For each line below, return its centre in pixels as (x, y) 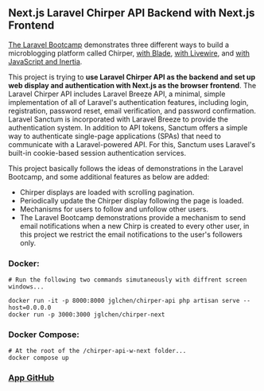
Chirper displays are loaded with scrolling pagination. (107, 192)
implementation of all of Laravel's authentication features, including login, (128, 102)
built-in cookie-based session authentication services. (97, 153)
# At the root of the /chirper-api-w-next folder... (97, 351)
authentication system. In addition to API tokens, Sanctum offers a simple (128, 127)
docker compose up (39, 358)
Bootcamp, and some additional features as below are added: (109, 176)
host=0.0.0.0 (30, 308)
